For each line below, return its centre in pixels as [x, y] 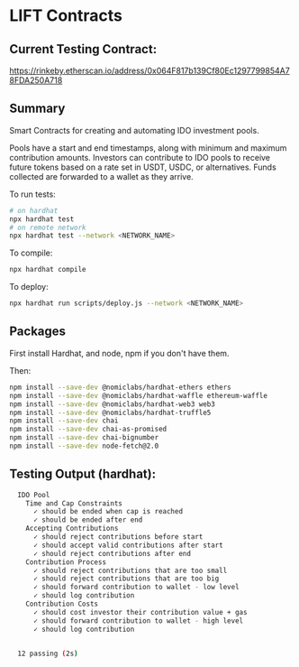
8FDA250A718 [36, 80]
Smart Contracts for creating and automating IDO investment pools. [134, 130]
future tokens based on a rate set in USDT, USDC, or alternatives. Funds [143, 167]
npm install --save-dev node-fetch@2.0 [84, 446]
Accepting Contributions [72, 529]
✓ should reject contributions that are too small [130, 570]
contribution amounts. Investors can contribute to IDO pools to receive [140, 157]
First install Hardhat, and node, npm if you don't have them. [119, 353]
